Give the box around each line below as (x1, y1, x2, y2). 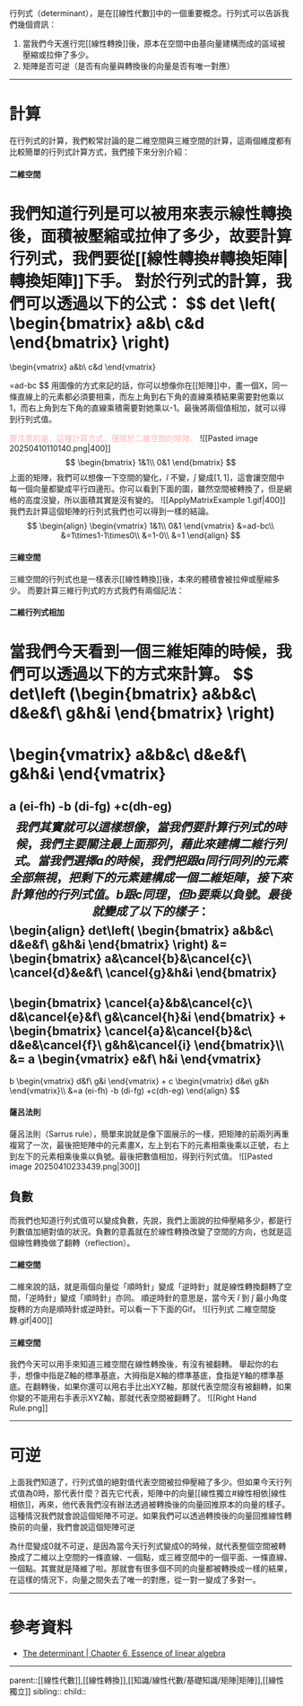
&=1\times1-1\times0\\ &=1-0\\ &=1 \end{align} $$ (60, 530, 241, 541)
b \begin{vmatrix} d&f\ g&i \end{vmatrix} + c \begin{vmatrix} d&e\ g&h (9, 1075, 269, 1086)
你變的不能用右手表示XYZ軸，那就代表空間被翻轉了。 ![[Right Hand (9, 1392, 257, 1403)
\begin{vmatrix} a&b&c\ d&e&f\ (9, 744, 247, 765)
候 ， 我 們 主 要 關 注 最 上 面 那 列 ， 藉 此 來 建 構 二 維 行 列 (14, 836, 287, 852)
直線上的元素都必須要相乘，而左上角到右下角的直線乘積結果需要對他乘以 (16, 392, 284, 402)
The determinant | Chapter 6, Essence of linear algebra (22, 1648, 226, 1659)
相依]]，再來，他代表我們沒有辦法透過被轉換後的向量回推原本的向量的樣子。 (9, 1499, 290, 1510)
